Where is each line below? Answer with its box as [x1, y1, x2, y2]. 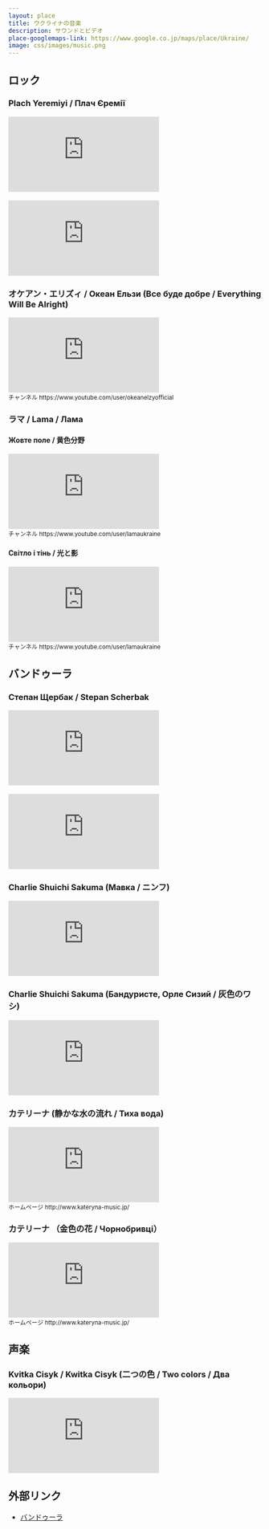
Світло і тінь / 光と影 [8, 547, 79, 558]
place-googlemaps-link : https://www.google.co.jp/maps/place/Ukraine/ [8, 34, 250, 43]
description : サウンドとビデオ [8, 26, 104, 35]
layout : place [8, 11, 56, 20]
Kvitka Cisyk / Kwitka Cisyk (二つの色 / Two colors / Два [8, 1368, 230, 1380]
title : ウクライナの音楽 [8, 19, 82, 27]
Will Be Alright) [8, 299, 69, 310]
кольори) [8, 1379, 47, 1390]
